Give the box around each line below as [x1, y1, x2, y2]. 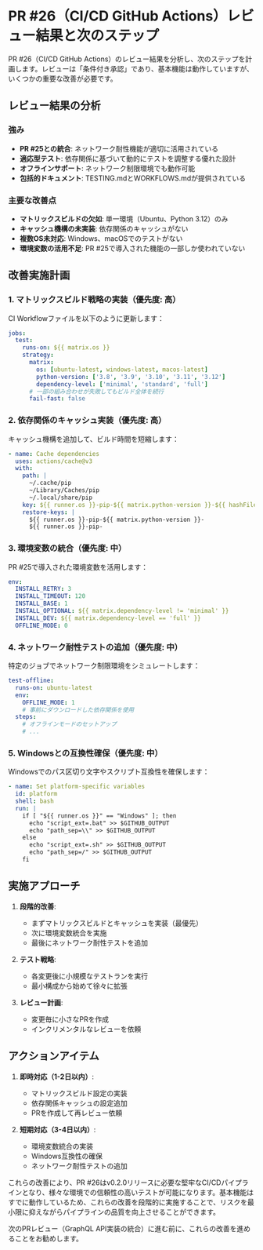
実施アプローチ [8, 880, 81, 893]
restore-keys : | [22, 508, 76, 516]
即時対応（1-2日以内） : [19, 1072, 94, 1081]
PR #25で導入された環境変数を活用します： [8, 562, 149, 571]
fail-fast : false [28, 395, 86, 403]
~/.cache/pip [28, 479, 72, 487]
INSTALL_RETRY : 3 [15, 585, 72, 593]
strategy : [22, 351, 55, 359]
